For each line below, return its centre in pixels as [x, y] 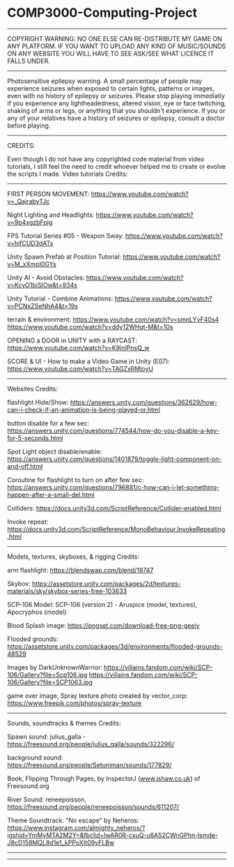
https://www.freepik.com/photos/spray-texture [75, 703]
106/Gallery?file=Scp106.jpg [47, 674]
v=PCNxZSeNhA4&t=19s [43, 306]
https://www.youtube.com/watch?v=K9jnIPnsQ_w [78, 347]
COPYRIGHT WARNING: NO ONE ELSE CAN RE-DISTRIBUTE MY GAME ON [115, 38]
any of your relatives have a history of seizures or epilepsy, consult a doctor [116, 118]
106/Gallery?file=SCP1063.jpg [50, 682]
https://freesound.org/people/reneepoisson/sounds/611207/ [93, 806]
